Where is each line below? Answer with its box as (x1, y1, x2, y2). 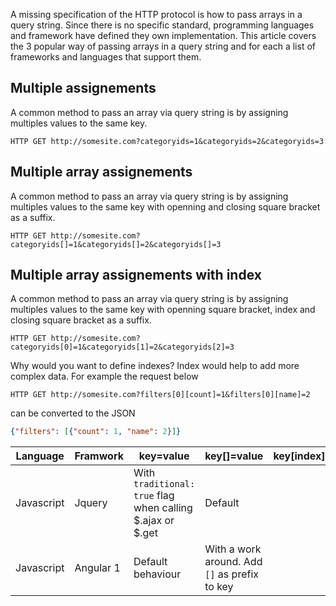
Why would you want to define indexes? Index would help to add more (10, 360, 300, 372)
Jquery (74, 496, 108, 510)
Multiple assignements (10, 80, 157, 97)
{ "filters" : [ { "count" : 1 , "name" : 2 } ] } (10, 427, 182, 437)
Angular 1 (74, 561, 121, 575)
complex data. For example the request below (10, 370, 199, 383)
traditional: (133, 479, 196, 490)
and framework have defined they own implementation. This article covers (10, 30, 317, 41)
